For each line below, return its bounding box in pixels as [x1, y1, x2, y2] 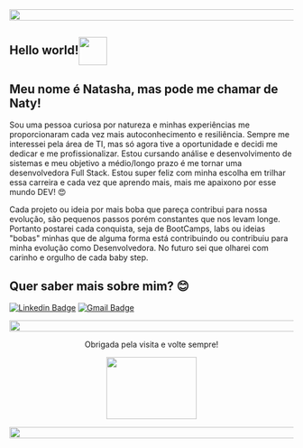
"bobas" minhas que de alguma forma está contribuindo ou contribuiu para [9, 233, 289, 244]
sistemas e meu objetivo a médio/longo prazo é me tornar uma [9, 158, 243, 169]
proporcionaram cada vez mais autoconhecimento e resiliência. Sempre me [9, 129, 290, 140]
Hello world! [9, 42, 79, 58]
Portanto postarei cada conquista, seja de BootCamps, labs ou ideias [9, 223, 266, 234]
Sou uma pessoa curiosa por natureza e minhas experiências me [9, 119, 251, 130]
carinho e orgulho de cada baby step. [9, 252, 149, 263]
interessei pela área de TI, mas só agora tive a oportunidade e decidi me [9, 139, 278, 150]
